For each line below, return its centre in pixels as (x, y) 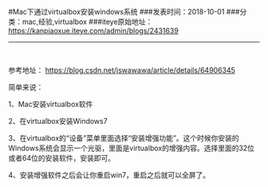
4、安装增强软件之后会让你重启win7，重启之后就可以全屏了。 (109, 175)
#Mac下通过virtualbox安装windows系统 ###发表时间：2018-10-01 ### (124, 12)
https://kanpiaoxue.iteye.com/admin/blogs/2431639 (94, 31)
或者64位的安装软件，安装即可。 (62, 158)
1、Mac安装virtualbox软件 (51, 104)
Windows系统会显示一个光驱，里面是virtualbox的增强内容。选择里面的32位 (132, 148)
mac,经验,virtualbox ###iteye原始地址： (87, 22)
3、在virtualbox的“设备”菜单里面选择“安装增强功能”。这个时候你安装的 (124, 138)
